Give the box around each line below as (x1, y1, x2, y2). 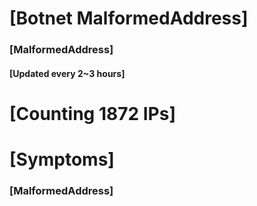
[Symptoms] (9, 148, 115, 171)
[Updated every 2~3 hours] (9, 67, 126, 79)
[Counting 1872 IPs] (9, 102, 176, 125)
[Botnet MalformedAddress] (9, 7, 249, 30)
